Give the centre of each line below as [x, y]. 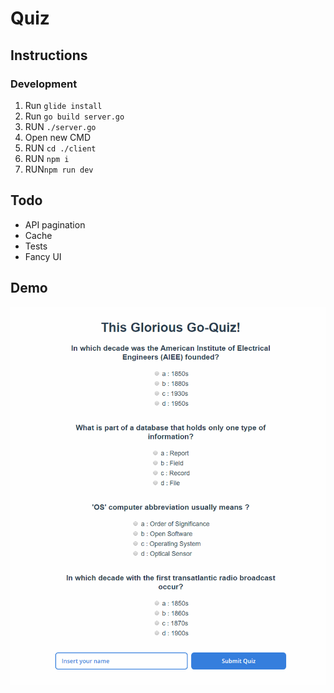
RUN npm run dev [59, 169]
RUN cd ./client [60, 148]
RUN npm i [47, 158]
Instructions [49, 55]
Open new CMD [57, 137]
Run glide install [63, 105]
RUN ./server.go [60, 126]
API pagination [55, 224]
